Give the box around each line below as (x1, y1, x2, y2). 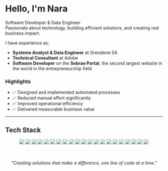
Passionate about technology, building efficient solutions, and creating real (5, 24, 159, 30)
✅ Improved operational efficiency (12, 100, 83, 106)
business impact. (5, 30, 40, 36)
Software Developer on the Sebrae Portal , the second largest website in (12, 60, 162, 66)
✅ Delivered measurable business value (12, 106, 95, 112)
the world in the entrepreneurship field (12, 65, 92, 71)
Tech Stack (5, 125, 41, 134)
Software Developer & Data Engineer (5, 19, 81, 25)
